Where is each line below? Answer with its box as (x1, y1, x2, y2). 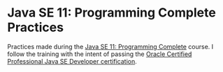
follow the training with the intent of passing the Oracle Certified (7, 50, 192, 58)
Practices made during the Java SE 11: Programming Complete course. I (7, 42, 214, 51)
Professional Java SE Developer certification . (7, 57, 138, 65)
